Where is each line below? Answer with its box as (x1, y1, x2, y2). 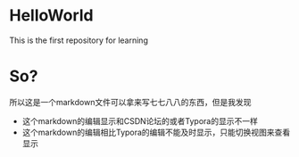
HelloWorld (9, 5, 94, 26)
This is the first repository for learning (9, 35, 149, 45)
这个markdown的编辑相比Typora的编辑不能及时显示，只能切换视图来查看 (21, 127, 291, 137)
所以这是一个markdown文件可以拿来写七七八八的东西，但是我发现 (9, 96, 252, 107)
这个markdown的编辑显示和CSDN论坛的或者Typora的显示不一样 (21, 115, 259, 126)
